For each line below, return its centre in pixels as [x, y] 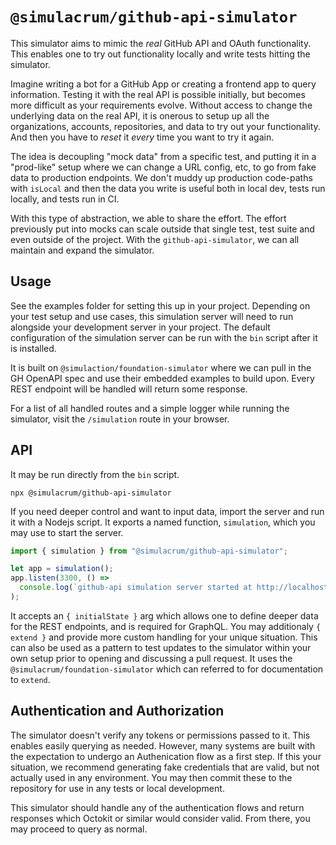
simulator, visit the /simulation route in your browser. [120, 419]
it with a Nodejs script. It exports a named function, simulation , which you [163, 522]
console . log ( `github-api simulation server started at [136, 588]
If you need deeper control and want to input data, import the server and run [167, 511]
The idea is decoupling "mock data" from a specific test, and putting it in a [163, 156]
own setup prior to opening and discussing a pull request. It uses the [151, 658]
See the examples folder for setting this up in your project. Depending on [160, 305]
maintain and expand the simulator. [82, 250]
